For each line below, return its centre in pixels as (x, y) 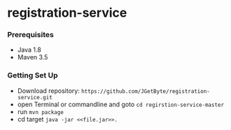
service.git (35, 97)
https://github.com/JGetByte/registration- (146, 91)
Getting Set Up (33, 75)
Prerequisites (30, 35)
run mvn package (41, 111)
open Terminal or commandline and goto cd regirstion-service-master (121, 104)
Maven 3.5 (33, 57)
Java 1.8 (29, 50)
